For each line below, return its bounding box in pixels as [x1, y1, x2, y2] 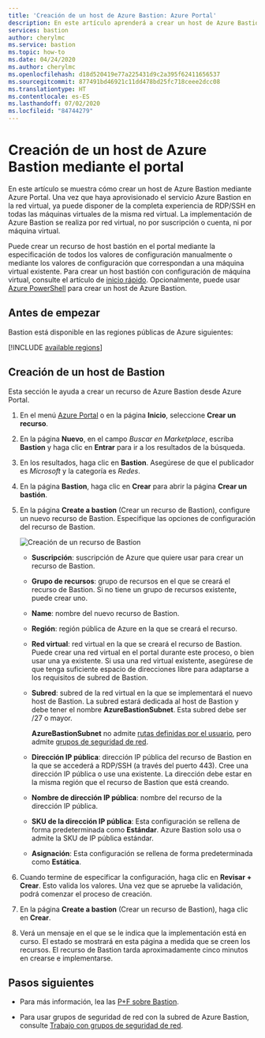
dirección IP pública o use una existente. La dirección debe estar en [31, 768, 252, 779]
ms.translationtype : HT [8, 85, 87, 93]
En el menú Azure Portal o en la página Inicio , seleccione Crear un [19, 410, 237, 420]
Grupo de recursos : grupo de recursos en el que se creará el [31, 576, 231, 586]
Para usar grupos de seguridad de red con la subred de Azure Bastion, [19, 1013, 250, 1022]
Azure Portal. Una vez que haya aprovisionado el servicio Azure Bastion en [8, 192, 252, 202]
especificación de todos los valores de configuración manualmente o [8, 250, 233, 259]
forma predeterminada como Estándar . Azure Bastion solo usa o [31, 825, 242, 834]
